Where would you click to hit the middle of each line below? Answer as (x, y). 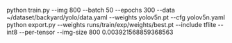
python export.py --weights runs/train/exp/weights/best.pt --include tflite (111, 25)
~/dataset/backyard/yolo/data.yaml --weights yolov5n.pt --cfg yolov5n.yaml (116, 17)
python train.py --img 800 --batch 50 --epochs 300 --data (91, 10)
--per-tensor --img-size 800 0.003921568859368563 (97, 32)
